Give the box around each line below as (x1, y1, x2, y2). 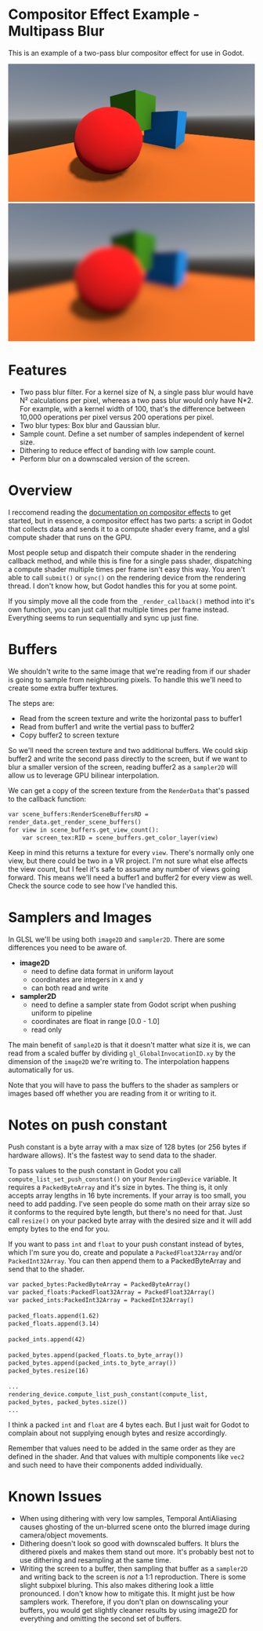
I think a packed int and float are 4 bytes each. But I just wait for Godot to (8, 1420, 250, 1429)
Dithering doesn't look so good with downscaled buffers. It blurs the (19, 1538, 240, 1548)
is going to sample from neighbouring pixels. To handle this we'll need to (8, 675, 243, 684)
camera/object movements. (19, 1530, 109, 1540)
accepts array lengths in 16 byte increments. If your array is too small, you (8, 1190, 247, 1200)
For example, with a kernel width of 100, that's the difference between (19, 404, 246, 413)
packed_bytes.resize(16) (8, 1366, 89, 1375)
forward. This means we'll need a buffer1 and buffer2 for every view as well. (8, 872, 253, 882)
